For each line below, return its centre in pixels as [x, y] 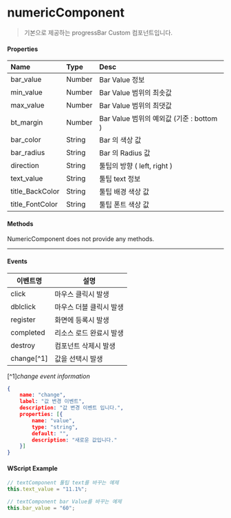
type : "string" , [55, 427]
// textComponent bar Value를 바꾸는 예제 [65, 502]
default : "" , [51, 433]
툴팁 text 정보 [120, 179]
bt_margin [27, 123]
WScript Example [33, 468]
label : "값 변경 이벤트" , [52, 402]
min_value [26, 92]
